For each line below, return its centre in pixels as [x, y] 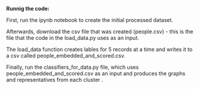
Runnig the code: [28, 9]
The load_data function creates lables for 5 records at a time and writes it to [99, 49]
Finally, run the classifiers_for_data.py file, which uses [73, 67]
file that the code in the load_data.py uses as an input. [73, 38]
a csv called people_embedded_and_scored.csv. [66, 55]
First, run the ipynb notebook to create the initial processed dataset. [90, 20]
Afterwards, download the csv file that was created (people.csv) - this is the [100, 31]
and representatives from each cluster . [55, 80]
